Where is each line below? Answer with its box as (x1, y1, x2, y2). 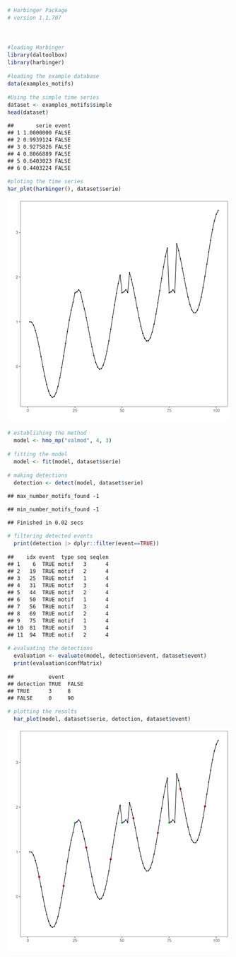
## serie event (7, 122, 71, 129)
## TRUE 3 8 (7, 688, 71, 695)
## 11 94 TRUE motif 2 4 (7, 632, 110, 639)
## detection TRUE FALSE (7, 680, 83, 688)
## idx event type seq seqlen (7, 554, 110, 561)
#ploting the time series (7, 178, 83, 185)
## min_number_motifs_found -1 (7, 506, 100, 514)
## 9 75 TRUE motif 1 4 (7, 617, 110, 625)
